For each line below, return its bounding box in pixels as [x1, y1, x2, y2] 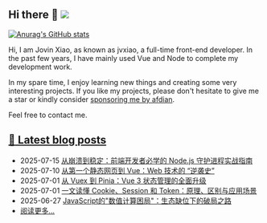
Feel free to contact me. [8, 110, 88, 120]
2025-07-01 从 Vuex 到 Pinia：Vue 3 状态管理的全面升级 [19, 176, 207, 185]
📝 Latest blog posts [8, 133, 107, 147]
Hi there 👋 [8, 8, 59, 22]
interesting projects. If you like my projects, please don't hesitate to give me [8, 86, 260, 95]
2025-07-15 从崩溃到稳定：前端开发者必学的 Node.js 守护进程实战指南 [19, 156, 253, 165]
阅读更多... [19, 205, 55, 215]
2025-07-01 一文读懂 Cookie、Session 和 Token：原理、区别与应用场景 [19, 185, 257, 195]
